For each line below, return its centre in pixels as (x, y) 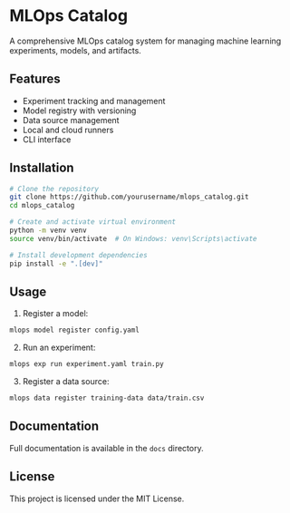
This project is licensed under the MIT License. (97, 498)
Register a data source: (66, 382)
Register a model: (55, 314)
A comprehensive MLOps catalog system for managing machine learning (145, 41)
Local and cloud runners (68, 130)
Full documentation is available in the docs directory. (106, 448)
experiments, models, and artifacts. (76, 50)
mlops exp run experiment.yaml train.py (87, 364)
